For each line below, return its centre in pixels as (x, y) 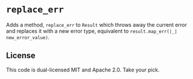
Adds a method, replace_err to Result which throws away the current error (96, 25)
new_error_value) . (28, 37)
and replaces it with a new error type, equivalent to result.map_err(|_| (92, 31)
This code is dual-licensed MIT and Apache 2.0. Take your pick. (83, 70)
